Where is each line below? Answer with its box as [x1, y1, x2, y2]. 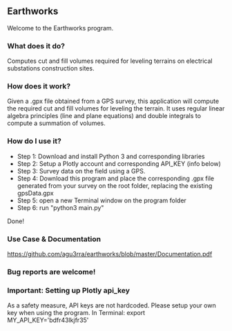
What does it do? [7, 41, 66, 50]
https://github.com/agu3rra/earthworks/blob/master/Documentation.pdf [7, 250, 213, 258]
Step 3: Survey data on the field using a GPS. [17, 167, 146, 175]
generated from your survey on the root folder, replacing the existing [17, 181, 213, 189]
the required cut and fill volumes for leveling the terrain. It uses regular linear [7, 104, 225, 113]
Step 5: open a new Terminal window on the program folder [17, 196, 186, 205]
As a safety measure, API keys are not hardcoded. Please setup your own [7, 301, 216, 310]
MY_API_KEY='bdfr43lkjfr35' [7, 316, 89, 324]
